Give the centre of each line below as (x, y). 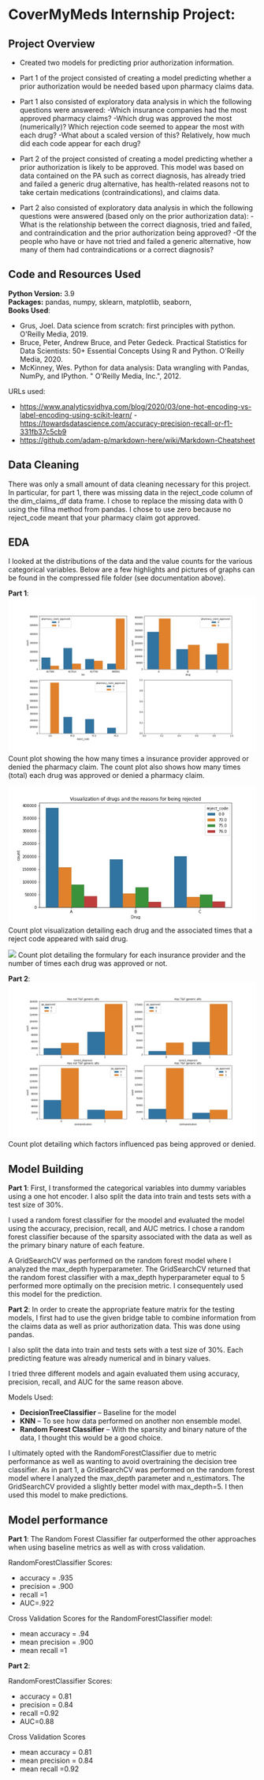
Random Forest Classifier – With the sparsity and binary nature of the (133, 1429)
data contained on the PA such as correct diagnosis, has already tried (132, 176)
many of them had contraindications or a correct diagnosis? (117, 250)
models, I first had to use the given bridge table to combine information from (132, 1318)
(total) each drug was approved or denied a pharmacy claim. (106, 775)
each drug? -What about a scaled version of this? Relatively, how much (135, 135)
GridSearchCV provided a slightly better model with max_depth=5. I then (126, 1487)
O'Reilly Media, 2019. (54, 334)
